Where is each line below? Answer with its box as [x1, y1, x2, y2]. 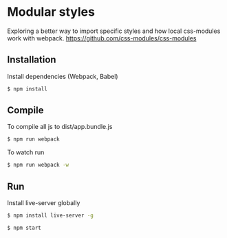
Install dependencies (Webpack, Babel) [7, 72, 118, 80]
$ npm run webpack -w [7, 162, 69, 169]
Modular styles [7, 4, 95, 20]
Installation [7, 54, 56, 66]
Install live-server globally [7, 199, 80, 206]
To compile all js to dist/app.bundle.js [7, 123, 113, 131]
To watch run [7, 148, 45, 156]
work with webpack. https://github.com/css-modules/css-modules [7, 34, 197, 42]
